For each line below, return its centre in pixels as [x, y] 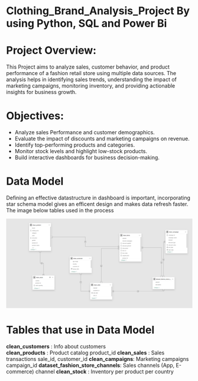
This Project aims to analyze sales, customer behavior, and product [88, 67]
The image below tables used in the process [60, 210]
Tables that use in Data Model [80, 330]
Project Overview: [51, 51]
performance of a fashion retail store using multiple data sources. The [91, 73]
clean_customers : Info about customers [56, 347]
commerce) [20, 372]
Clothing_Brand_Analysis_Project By [98, 11]
